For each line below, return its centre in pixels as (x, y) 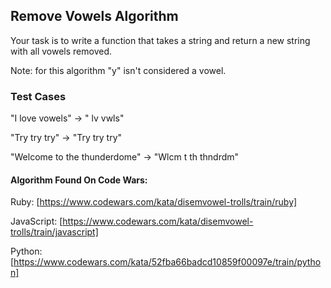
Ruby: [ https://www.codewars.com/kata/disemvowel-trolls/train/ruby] (154, 202)
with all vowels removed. (61, 51)
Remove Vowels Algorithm (94, 16)
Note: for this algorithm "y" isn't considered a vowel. (118, 70)
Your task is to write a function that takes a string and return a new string (160, 40)
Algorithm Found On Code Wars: (79, 180)
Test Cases (38, 96)
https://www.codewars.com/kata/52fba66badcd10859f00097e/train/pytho (167, 262)
